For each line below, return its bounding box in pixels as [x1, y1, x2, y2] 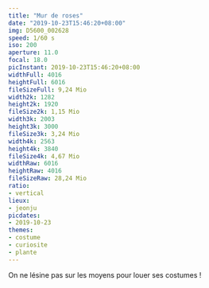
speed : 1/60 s [8, 33, 56, 42]
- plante [8, 248, 37, 256]
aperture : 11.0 [8, 49, 59, 56]
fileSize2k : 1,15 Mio [8, 108, 80, 116]
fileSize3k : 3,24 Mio [8, 130, 80, 138]
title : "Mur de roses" [8, 11, 83, 20]
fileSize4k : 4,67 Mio [8, 152, 80, 160]
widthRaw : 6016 [8, 160, 59, 168]
